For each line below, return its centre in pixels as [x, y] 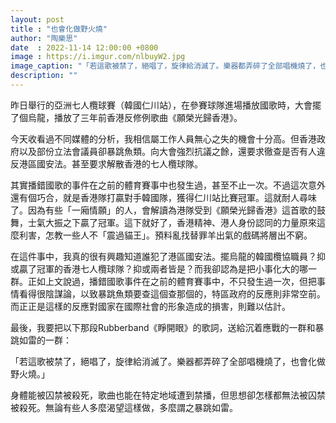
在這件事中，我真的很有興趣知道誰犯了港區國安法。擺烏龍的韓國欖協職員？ [163, 256]
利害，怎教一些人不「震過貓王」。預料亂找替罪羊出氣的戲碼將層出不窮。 [165, 235]
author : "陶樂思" [44, 38]
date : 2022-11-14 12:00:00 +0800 [84, 47]
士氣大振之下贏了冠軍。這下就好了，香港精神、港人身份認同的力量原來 [172, 222]
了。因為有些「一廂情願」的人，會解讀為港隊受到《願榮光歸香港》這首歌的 [163, 210]
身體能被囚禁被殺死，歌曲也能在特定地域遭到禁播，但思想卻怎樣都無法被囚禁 [168, 395]
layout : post [37, 19]
